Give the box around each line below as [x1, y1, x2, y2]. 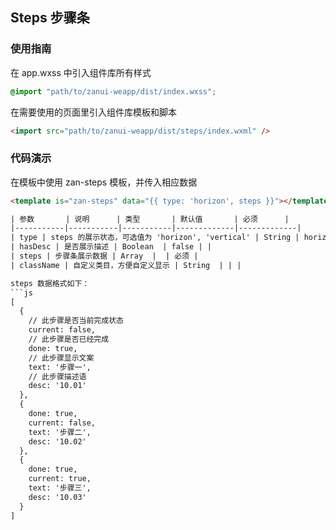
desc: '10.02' [28, 436, 87, 447]
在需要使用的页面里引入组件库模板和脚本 [10, 106, 177, 118]
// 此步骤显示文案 [28, 353, 95, 363]
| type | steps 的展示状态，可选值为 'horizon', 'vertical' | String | [10, 233, 300, 243]
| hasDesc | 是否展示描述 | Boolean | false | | [10, 242, 212, 252]
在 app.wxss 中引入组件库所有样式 [10, 66, 152, 78]
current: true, [28, 474, 92, 484]
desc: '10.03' [28, 492, 87, 502]
